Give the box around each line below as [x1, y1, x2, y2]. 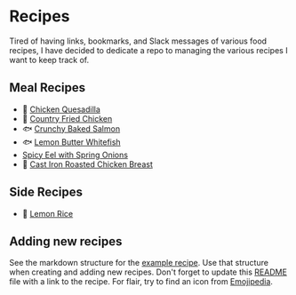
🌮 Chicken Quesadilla [21, 104, 100, 115]
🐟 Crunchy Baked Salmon [21, 123, 121, 134]
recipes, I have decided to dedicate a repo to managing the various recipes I [9, 44, 288, 55]
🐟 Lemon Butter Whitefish [21, 136, 122, 147]
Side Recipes [9, 185, 83, 200]
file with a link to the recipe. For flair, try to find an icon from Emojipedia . [9, 276, 274, 287]
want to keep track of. [9, 54, 90, 65]
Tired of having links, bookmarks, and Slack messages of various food [9, 36, 268, 46]
